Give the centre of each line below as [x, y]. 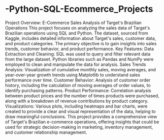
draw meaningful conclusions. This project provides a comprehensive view [81, 116]
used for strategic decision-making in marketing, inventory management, [79, 127]
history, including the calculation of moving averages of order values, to [78, 85]
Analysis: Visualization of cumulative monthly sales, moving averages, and [81, 69]
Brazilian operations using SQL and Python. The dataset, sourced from [77, 33]
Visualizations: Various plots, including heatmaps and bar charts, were [76, 106]
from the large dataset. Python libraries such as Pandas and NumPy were [79, 59]
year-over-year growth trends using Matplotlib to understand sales [73, 75]
